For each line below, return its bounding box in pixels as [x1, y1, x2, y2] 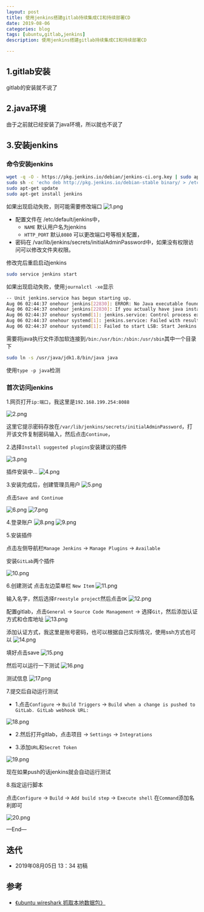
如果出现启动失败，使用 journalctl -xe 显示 [6, 283, 114, 290]
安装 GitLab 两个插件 [6, 558, 55, 565]
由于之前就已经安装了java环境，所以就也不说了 [6, 120, 123, 128]
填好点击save [6, 649, 39, 657]
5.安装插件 [6, 531, 32, 539]
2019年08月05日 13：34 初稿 [15, 862, 88, 869]
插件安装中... [6, 468, 38, 475]
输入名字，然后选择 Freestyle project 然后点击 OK [6, 595, 127, 603]
